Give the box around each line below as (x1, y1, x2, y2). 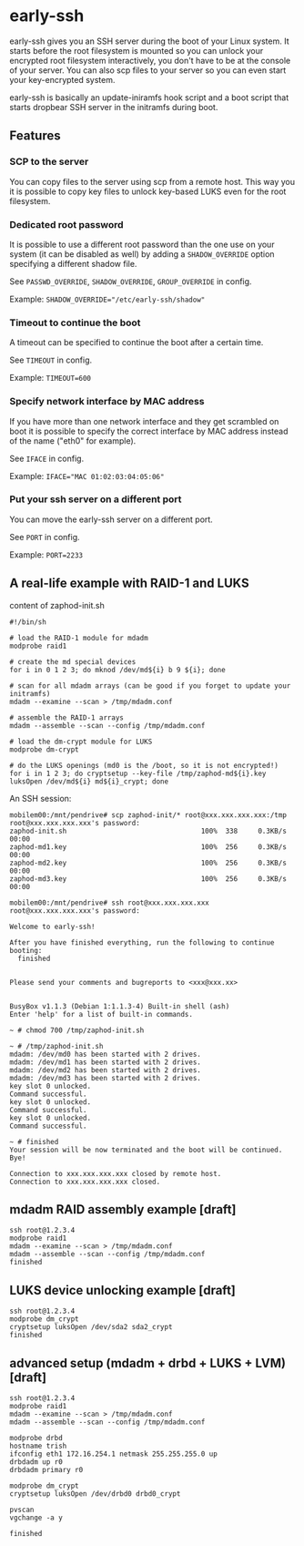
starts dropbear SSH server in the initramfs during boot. (9, 101, 218, 112)
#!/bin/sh (9, 617, 47, 627)
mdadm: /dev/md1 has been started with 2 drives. (9, 1058, 202, 1067)
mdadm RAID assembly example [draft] (9, 1202, 237, 1217)
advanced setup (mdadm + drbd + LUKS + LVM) (9, 1355, 287, 1371)
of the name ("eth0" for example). (9, 435, 137, 446)
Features (9, 128, 61, 144)
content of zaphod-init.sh (9, 599, 105, 610)
